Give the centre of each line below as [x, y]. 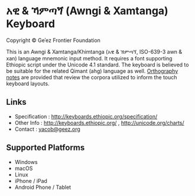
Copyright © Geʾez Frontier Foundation [53, 40]
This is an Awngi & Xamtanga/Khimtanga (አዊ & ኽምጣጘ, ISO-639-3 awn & [94, 52]
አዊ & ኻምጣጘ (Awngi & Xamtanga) [87, 11]
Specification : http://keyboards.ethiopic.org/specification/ [86, 116]
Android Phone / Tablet [43, 187]
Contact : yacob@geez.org [48, 129]
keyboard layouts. [28, 83]
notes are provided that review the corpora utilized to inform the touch [92, 77]
